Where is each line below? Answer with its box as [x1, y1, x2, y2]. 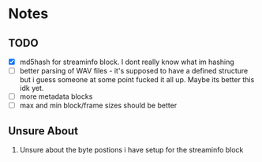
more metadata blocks [19, 92, 93, 101]
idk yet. [19, 84, 44, 93]
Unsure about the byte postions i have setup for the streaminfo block [19, 145, 244, 155]
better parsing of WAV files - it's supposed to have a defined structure [19, 66, 249, 76]
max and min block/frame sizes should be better [19, 100, 178, 111]
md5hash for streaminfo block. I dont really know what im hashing [19, 57, 234, 66]
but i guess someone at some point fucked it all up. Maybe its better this [19, 75, 255, 85]
